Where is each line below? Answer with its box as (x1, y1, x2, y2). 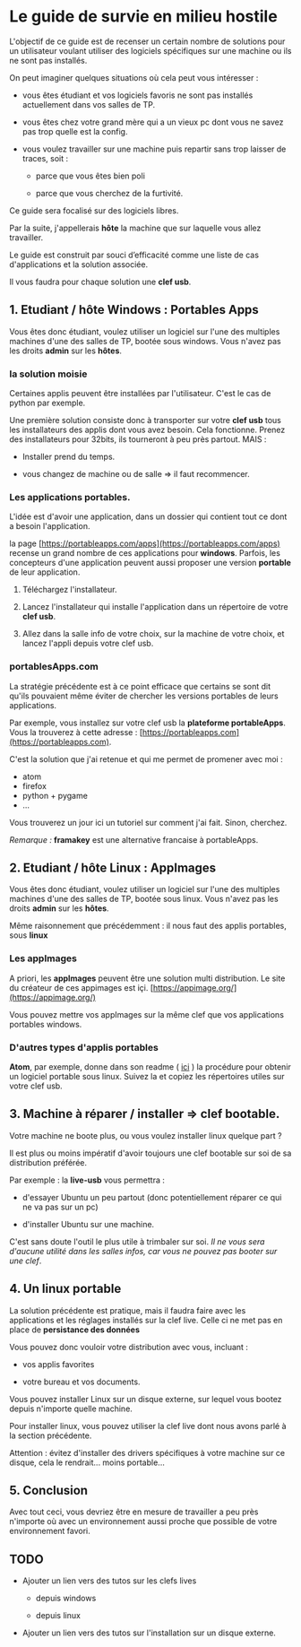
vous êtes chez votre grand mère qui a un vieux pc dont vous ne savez (21, 117, 284, 127)
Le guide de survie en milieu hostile (9, 6, 278, 27)
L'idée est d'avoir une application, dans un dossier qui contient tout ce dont (9, 511, 288, 522)
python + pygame (21, 790, 88, 801)
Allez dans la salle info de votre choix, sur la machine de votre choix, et (21, 628, 285, 639)
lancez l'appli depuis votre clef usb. (21, 638, 154, 649)
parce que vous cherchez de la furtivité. (35, 187, 184, 198)
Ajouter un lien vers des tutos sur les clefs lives (21, 1575, 197, 1586)
